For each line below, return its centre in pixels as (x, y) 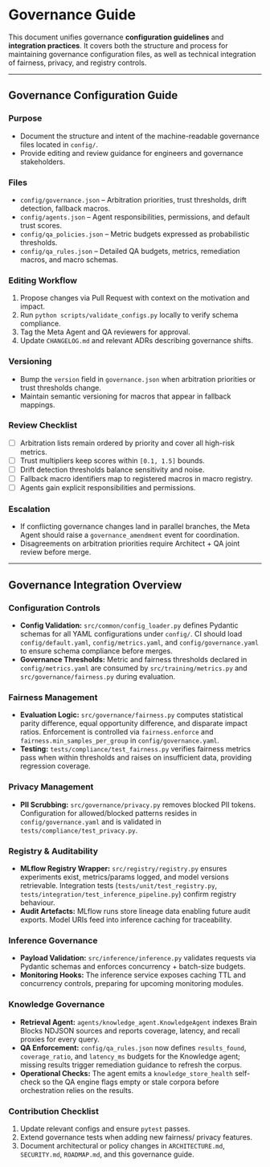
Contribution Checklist (53, 1111)
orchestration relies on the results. (77, 1090)
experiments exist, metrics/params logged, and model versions (124, 877)
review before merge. (55, 552)
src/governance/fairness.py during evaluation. (98, 677)
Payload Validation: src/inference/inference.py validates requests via (138, 958)
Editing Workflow (43, 280)
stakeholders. (43, 162)
